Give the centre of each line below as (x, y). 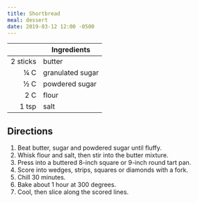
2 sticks (24, 62)
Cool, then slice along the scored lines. (73, 192)
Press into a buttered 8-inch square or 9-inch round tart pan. (104, 163)
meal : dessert (28, 20)
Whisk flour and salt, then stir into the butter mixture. (93, 155)
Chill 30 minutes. (41, 177)
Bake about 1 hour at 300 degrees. (67, 185)
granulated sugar (71, 73)
